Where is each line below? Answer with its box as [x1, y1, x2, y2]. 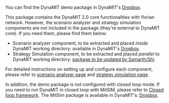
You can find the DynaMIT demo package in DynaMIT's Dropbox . [5, 5, 142, 10]
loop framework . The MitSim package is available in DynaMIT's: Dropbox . [5, 92, 159, 98]
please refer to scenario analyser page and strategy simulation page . [5, 72, 150, 78]
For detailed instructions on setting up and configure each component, [5, 66, 153, 72]
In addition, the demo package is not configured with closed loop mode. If [5, 81, 160, 87]
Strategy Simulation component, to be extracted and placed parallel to [12, 51, 160, 57]
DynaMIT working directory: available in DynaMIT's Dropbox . [12, 46, 141, 51]
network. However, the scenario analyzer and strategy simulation [5, 20, 141, 25]
